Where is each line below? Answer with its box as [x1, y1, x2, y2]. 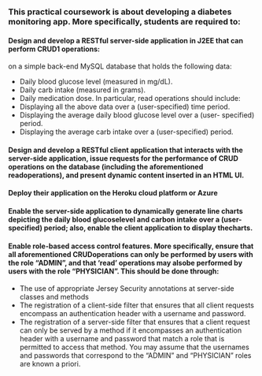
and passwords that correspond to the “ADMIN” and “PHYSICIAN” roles [19, 351, 252, 360]
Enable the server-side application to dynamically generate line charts [8, 206, 244, 215]
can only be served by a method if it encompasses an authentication [19, 326, 242, 335]
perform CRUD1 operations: [8, 44, 101, 54]
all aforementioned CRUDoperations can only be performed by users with [8, 249, 253, 259]
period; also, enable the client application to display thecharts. [43, 223, 253, 233]
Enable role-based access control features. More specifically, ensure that [8, 241, 254, 251]
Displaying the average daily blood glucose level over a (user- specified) [19, 110, 255, 120]
